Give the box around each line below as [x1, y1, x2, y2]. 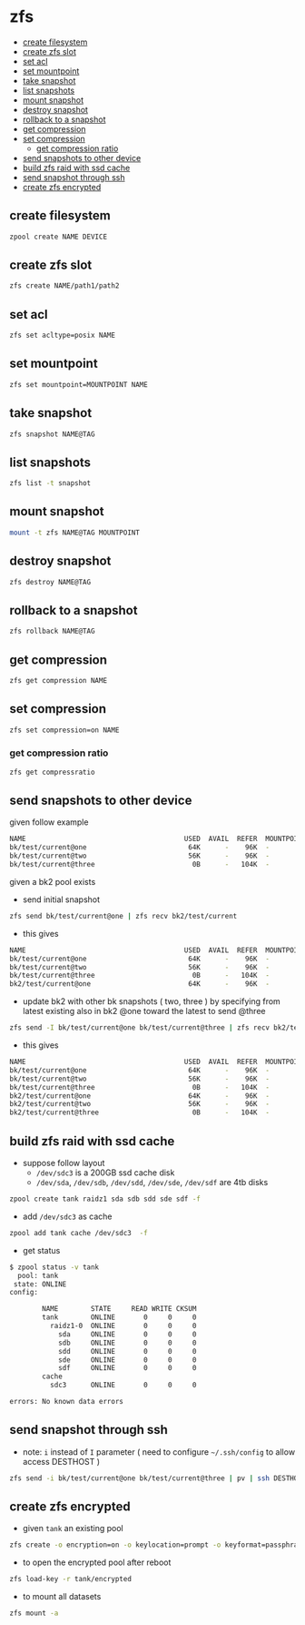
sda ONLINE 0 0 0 [57, 1329, 197, 1339]
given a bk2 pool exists [9, 876, 96, 887]
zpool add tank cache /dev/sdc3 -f [9, 1228, 148, 1237]
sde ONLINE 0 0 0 [57, 1355, 197, 1365]
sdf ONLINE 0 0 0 [57, 1364, 197, 1373]
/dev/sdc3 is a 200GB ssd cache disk [35, 1167, 175, 1178]
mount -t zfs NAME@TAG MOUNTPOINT [9, 528, 141, 537]
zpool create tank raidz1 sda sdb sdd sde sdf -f [9, 1194, 202, 1204]
